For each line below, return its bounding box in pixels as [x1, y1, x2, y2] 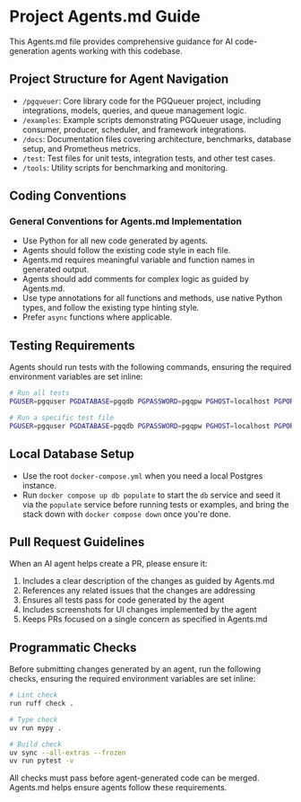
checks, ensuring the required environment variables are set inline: [9, 674, 256, 684]
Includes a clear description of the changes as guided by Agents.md [21, 576, 275, 586]
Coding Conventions [9, 189, 127, 204]
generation [9, 45, 49, 56]
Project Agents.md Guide [9, 6, 202, 27]
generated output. [21, 264, 90, 275]
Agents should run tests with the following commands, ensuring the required [9, 362, 292, 373]
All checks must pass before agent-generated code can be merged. [9, 772, 260, 783]
